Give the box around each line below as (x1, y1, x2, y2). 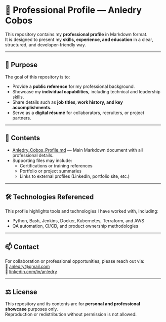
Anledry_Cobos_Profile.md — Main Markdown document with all (12, 147, 143, 153)
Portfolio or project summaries (19, 168, 82, 174)
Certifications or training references (19, 162, 93, 168)
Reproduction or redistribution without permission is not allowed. (5, 311, 137, 317)
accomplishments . (12, 104, 52, 110)
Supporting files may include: (12, 158, 73, 163)
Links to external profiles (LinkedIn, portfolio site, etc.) (19, 173, 130, 179)
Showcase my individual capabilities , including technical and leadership (12, 88, 161, 94)
